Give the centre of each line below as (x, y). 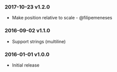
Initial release (25, 65)
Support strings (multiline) (39, 41)
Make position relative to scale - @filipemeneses (62, 18)
